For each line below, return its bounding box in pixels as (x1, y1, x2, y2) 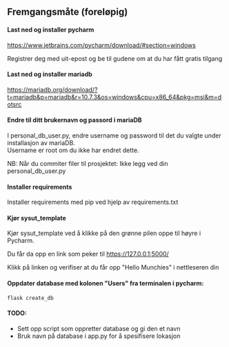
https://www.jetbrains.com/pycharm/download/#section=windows (7, 41, 197, 49)
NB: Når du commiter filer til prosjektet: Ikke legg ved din (7, 160, 168, 167)
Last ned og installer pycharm (7, 25, 94, 34)
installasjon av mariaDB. (7, 139, 76, 147)
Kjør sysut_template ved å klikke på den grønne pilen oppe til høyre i (7, 229, 201, 238)
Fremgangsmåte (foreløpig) (7, 6, 128, 18)
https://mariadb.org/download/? (7, 85, 98, 93)
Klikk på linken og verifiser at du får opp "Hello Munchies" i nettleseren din (7, 263, 219, 272)
